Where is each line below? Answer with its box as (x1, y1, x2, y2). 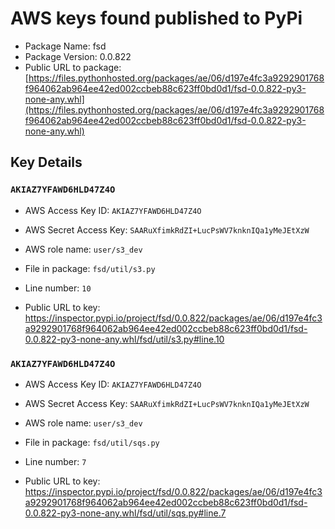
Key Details (10, 154, 83, 171)
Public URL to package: (24, 61, 122, 73)
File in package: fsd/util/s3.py (24, 262, 156, 274)
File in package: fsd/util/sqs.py (24, 436, 160, 448)
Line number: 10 (24, 282, 92, 294)
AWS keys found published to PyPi (10, 7, 303, 30)
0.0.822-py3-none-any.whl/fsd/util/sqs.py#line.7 (24, 507, 227, 519)
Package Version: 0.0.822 (24, 50, 132, 62)
